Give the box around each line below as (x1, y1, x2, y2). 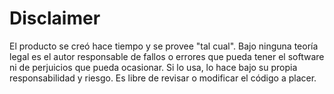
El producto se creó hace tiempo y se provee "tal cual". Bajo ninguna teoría (9, 40, 319, 52)
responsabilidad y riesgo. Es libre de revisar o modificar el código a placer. (9, 72, 317, 84)
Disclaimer (9, 7, 101, 30)
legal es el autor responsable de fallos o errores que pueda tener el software (9, 50, 325, 62)
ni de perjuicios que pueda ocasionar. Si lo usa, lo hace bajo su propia (9, 61, 298, 73)
